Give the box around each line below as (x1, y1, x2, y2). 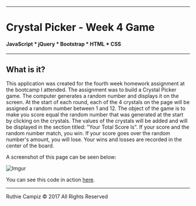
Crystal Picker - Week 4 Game (6, 21, 155, 34)
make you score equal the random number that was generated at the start (6, 111, 184, 118)
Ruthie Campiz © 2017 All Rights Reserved (6, 193, 108, 200)
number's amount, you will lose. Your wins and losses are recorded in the (6, 136, 182, 143)
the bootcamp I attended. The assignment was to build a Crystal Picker (6, 86, 177, 94)
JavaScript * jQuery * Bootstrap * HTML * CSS (6, 40, 121, 47)
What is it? (6, 64, 45, 74)
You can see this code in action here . (6, 176, 95, 183)
